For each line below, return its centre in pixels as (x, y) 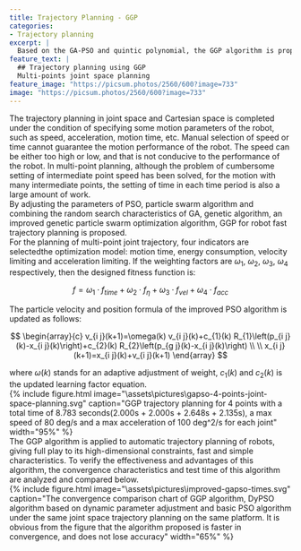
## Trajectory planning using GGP (82, 68)
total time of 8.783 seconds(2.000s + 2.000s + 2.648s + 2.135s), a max (141, 412)
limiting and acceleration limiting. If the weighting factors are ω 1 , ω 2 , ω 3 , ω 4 (149, 262)
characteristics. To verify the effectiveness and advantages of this (131, 460)
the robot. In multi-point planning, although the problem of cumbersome (142, 166)
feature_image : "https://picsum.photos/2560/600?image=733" (124, 84)
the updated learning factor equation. (78, 384)
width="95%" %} (41, 432)
